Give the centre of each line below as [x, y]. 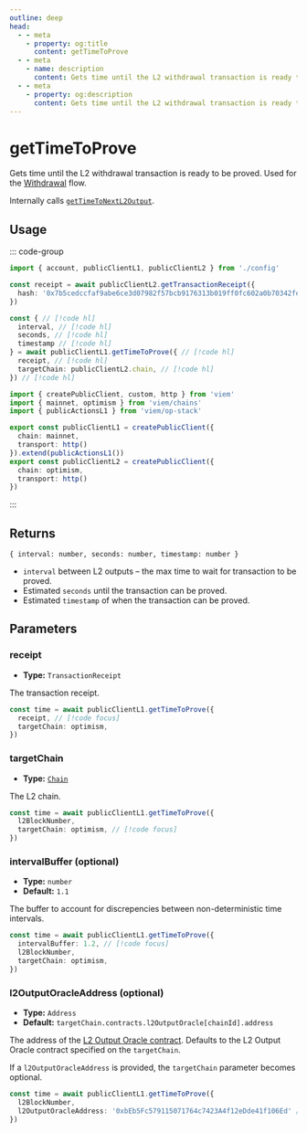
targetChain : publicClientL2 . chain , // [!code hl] [116, 369]
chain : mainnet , [48, 436]
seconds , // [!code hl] [63, 335]
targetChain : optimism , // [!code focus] [98, 830]
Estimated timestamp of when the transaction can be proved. [136, 600]
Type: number [48, 882]
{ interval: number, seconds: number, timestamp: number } [124, 555]
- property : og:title [67, 43]
